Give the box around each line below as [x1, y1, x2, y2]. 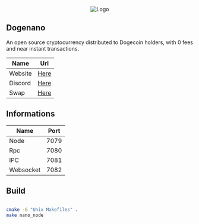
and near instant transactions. [6, 45, 79, 52]
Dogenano [6, 23, 46, 33]
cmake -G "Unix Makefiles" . [6, 207, 78, 213]
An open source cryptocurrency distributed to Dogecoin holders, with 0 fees [6, 39, 193, 46]
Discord [9, 79, 31, 87]
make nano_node [6, 212, 44, 219]
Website [9, 69, 32, 77]
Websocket [9, 166, 41, 174]
